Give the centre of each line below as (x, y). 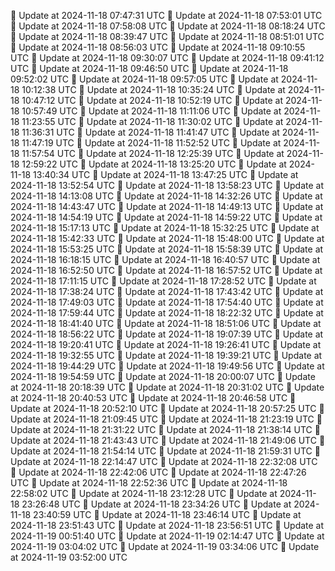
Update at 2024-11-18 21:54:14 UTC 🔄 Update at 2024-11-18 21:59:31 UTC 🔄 (165, 451)
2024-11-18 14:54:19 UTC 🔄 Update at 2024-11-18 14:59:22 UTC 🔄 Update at (166, 217)
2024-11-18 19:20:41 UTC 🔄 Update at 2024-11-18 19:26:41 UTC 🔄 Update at (166, 344)
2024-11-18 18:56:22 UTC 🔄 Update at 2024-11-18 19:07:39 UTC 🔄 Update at (167, 334)
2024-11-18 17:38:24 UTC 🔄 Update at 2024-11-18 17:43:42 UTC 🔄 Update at (167, 291)
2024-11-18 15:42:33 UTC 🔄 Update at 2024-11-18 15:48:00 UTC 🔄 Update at (167, 238)
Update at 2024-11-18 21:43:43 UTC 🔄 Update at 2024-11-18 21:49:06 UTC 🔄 (168, 440)
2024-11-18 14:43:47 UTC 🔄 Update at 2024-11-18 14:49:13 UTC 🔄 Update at (167, 206)
